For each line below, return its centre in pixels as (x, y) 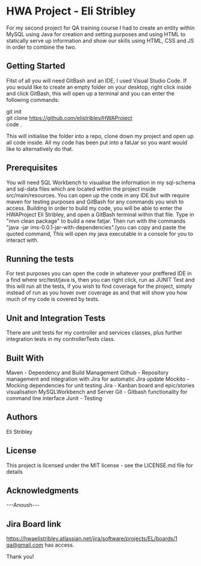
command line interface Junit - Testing (54, 398)
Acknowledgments (43, 491)
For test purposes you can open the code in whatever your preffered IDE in (99, 273)
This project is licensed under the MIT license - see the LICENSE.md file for (100, 465)
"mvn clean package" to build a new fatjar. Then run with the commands (96, 221)
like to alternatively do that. (40, 148)
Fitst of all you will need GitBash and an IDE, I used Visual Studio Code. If (97, 80)
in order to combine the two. (42, 47)
